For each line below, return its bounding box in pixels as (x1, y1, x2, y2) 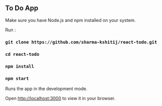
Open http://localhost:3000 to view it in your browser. (5, 95, 116, 101)
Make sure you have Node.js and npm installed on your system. (5, 17, 136, 23)
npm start (5, 76, 29, 81)
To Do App (5, 4, 38, 12)
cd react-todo (5, 51, 39, 57)
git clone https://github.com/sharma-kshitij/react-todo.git (5, 39, 157, 45)
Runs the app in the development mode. (5, 86, 87, 92)
